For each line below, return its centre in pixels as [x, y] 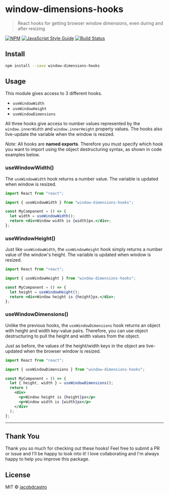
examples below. [23, 155]
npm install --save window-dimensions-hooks [53, 66]
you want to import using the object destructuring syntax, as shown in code [83, 149]
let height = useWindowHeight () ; [45, 292]
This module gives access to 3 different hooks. [54, 94]
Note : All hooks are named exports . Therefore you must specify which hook [84, 144]
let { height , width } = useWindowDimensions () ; [62, 383]
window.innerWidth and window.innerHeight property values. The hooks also [84, 129]
